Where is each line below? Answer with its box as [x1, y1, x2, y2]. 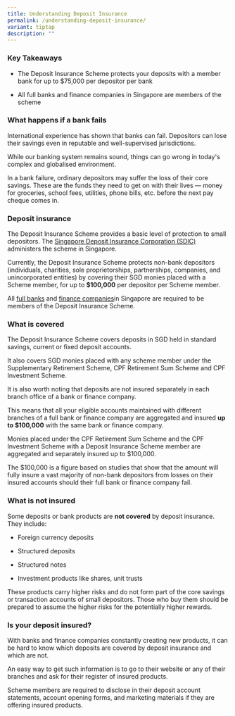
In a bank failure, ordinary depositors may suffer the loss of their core [7, 173, 209, 182]
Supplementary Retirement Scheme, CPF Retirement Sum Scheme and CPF [7, 364, 226, 372]
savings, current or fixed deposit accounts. [7, 343, 132, 351]
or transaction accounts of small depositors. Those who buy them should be [7, 595, 229, 603]
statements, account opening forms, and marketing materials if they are [7, 693, 215, 702]
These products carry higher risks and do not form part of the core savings [7, 587, 225, 596]
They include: [7, 519, 47, 528]
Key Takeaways [7, 54, 63, 63]
